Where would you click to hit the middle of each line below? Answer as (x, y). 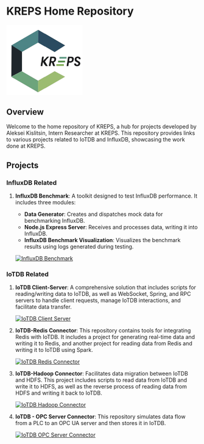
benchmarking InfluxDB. (55, 221)
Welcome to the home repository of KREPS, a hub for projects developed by (101, 127)
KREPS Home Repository (70, 11)
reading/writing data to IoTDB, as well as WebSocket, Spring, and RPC (103, 294)
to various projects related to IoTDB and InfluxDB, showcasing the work (96, 140)
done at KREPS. (26, 146)
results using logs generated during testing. (79, 247)
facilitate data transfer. (43, 307)
